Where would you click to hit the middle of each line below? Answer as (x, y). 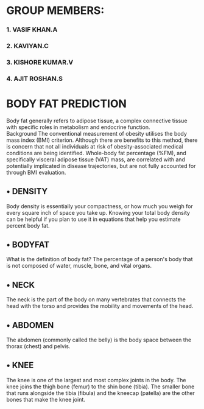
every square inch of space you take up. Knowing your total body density (98, 212)
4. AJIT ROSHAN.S (34, 79)
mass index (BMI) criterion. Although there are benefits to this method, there (102, 140)
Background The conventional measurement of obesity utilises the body (97, 133)
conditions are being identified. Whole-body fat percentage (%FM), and (97, 153)
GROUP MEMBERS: (55, 11)
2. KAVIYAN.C (27, 46)
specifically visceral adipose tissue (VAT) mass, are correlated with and (96, 159)
